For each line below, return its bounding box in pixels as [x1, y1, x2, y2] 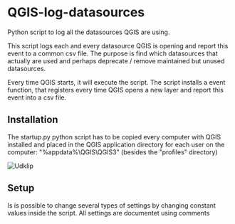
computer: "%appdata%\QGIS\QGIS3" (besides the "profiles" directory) [7, 147, 218, 156]
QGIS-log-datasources [7, 4, 145, 21]
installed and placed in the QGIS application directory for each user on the [7, 140, 225, 149]
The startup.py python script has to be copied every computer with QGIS [7, 132, 221, 141]
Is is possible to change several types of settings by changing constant [7, 201, 216, 210]
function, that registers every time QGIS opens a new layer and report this [7, 85, 224, 94]
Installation [7, 114, 58, 126]
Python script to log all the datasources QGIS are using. [7, 28, 170, 36]
